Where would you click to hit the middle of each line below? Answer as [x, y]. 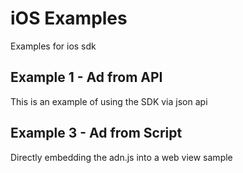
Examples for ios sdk [53, 46]
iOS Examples [69, 18]
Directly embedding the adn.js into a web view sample [121, 157]
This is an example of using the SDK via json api [109, 101]
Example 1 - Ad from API [86, 77]
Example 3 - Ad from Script [96, 133]
